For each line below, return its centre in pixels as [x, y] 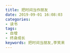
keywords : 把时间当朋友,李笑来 [35, 43]
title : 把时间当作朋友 [27, 10]
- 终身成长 [15, 38]
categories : [18, 19]
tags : [11, 29]
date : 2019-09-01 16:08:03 [34, 15]
